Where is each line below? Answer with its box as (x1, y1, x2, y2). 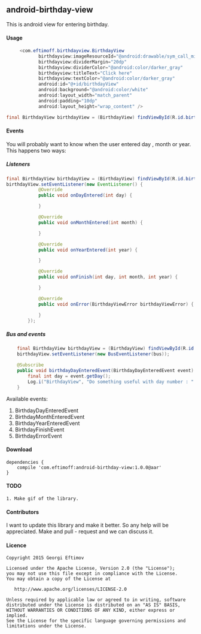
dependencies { (6, 459, 44, 465)
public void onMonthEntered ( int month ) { (38, 219, 144, 225)
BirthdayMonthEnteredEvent (14, 413, 85, 420)
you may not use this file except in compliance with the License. (6, 570, 178, 577)
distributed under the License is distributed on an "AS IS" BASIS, (6, 602, 181, 608)
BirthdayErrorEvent (14, 432, 62, 439)
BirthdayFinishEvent (14, 425, 65, 433)
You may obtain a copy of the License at (6, 576, 111, 582)
